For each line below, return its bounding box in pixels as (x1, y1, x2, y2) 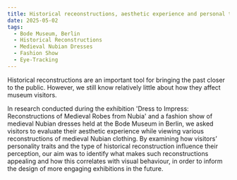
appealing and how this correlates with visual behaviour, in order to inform (7, 157, 224, 165)
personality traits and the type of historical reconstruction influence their (7, 142, 219, 150)
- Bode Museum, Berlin (13, 30, 80, 37)
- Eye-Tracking (13, 56, 59, 64)
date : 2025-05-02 (7, 17, 59, 24)
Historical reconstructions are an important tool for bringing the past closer (7, 76, 226, 84)
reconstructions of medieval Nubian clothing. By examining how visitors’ (7, 134, 217, 143)
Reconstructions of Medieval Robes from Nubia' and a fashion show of (7, 112, 213, 120)
